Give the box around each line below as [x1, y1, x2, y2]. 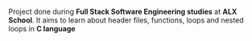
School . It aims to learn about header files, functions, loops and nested [8, 15, 244, 25]
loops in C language [8, 24, 76, 33]
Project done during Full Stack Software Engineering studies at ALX [8, 7, 238, 16]
